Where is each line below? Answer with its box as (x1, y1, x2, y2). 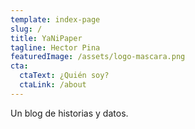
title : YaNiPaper (10, 33, 83, 43)
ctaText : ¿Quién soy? (19, 71, 110, 81)
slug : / (10, 24, 43, 34)
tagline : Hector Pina (10, 42, 101, 53)
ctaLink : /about (19, 80, 87, 90)
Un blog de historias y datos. (10, 107, 129, 119)
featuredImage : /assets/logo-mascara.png (10, 52, 186, 62)
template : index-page (10, 14, 101, 25)
